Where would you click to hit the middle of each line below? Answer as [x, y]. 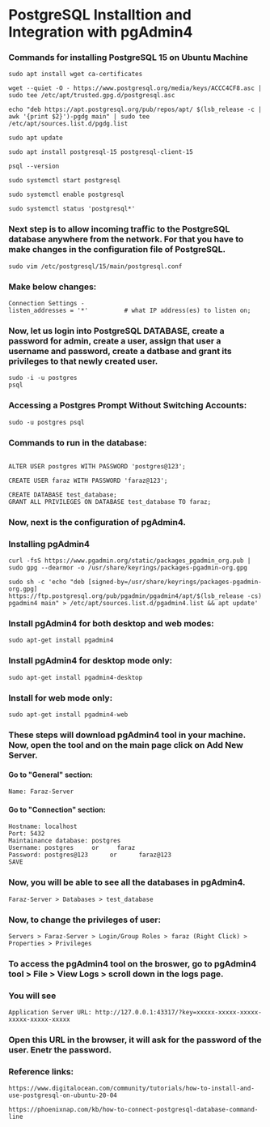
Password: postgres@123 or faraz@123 [90, 855]
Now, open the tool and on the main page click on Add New [126, 745]
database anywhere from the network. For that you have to [126, 239]
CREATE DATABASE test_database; [63, 495]
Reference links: [41, 1072]
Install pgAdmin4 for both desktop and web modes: [111, 624]
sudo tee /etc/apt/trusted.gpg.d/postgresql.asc [92, 96]
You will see [32, 996]
